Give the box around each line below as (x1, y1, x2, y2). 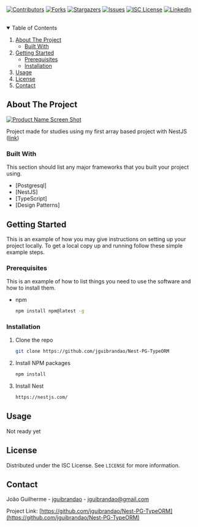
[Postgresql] (15, 182, 47, 190)
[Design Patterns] (15, 201, 60, 209)
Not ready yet (6, 427, 41, 435)
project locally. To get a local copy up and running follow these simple (6, 242, 183, 249)
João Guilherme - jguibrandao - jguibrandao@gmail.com (6, 496, 149, 503)
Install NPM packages (15, 360, 70, 367)
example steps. (6, 248, 45, 256)
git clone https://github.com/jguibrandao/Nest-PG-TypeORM (15, 348, 170, 355)
